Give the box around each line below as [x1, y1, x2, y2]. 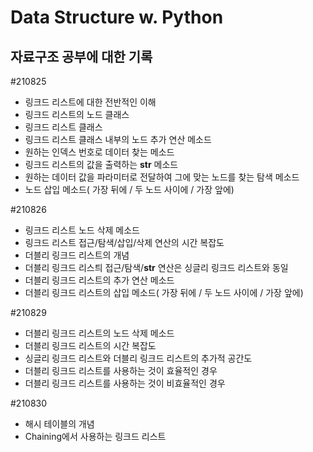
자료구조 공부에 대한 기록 [10, 48, 153, 65]
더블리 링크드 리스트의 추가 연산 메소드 [24, 274, 175, 286]
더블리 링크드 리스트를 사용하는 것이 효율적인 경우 [24, 365, 218, 376]
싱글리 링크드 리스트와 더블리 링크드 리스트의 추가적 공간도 [24, 352, 253, 364]
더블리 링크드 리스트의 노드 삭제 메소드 [24, 327, 175, 339]
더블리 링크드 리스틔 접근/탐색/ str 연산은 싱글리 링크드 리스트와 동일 [24, 262, 289, 273]
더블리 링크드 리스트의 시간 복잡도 [24, 340, 157, 351]
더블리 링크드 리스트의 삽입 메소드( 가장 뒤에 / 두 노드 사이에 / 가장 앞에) [24, 287, 304, 298]
